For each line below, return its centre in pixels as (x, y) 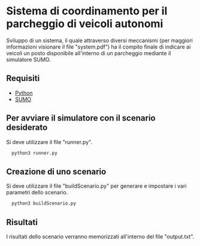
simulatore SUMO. (28, 59)
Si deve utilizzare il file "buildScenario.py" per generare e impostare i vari (96, 186)
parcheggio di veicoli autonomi (85, 24)
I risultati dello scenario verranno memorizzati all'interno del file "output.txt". (100, 236)
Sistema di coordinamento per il (87, 11)
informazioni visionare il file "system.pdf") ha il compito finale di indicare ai (99, 47)
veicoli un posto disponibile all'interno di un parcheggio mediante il (89, 53)
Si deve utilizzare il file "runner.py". (49, 142)
